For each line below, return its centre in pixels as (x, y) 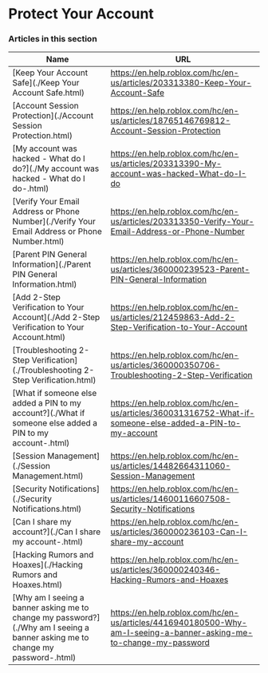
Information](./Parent (52, 264)
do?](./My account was (56, 168)
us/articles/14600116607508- (171, 499)
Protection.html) (43, 136)
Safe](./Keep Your (46, 83)
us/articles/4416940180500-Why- (179, 623)
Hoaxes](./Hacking (48, 565)
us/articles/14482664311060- (171, 466)
